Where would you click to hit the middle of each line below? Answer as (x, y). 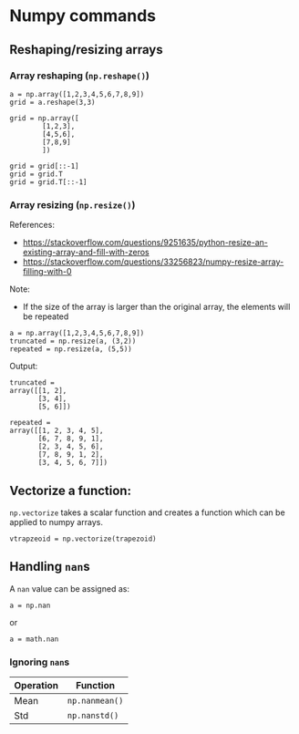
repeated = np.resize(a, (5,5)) (71, 349)
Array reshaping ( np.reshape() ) (80, 76)
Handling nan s (50, 567)
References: (32, 225)
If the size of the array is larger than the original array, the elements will (156, 307)
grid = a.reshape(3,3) (52, 102)
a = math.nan (34, 639)
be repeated (46, 316)
